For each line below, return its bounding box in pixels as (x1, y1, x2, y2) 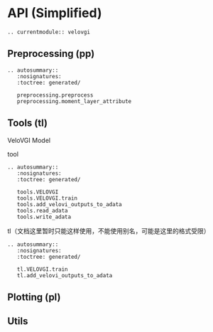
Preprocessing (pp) (7, 48, 95, 60)
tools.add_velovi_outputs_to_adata (16, 200, 122, 208)
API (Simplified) (7, 5, 102, 21)
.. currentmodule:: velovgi (7, 28, 91, 36)
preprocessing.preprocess (16, 91, 94, 99)
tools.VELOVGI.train (16, 194, 78, 202)
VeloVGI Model (7, 136, 51, 144)
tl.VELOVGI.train (16, 265, 69, 273)
